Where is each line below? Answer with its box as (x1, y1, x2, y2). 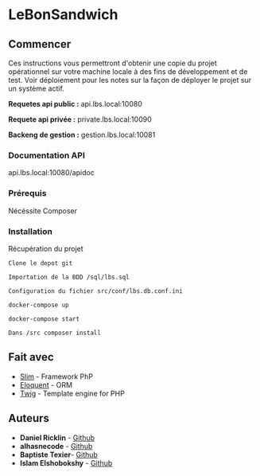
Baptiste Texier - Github (19, 450, 98, 459)
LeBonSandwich (8, 6, 118, 24)
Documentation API (8, 150, 86, 161)
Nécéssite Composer (8, 205, 78, 216)
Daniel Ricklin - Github (19, 432, 95, 443)
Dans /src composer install (8, 329, 102, 337)
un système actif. (8, 84, 65, 93)
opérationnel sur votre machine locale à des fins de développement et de (8, 67, 248, 76)
